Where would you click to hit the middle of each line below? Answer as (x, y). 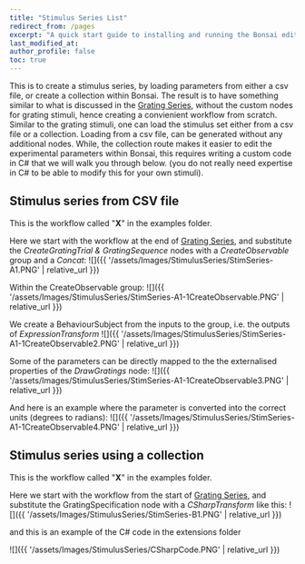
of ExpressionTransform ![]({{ (64, 333)
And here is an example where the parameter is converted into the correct (148, 407)
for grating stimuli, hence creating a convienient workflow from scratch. (143, 115)
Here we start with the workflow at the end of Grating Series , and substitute (151, 241)
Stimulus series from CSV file (94, 201)
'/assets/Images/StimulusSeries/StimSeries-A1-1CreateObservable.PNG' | (147, 297)
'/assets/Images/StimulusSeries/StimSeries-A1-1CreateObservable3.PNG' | (149, 380)
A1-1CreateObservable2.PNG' (64, 343)
